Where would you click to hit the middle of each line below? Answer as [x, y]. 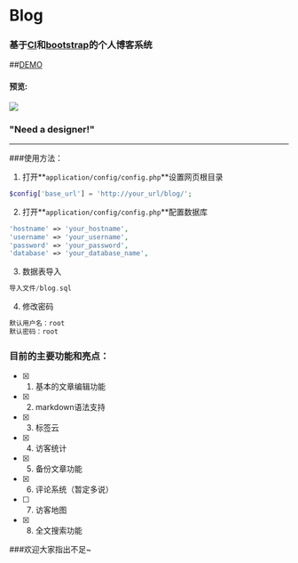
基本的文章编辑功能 [71, 387]
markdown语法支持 [71, 407]
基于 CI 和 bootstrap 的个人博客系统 [81, 45]
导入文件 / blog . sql [41, 289]
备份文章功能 [59, 469]
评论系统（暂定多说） [74, 489]
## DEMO [26, 65]
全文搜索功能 [59, 531]
